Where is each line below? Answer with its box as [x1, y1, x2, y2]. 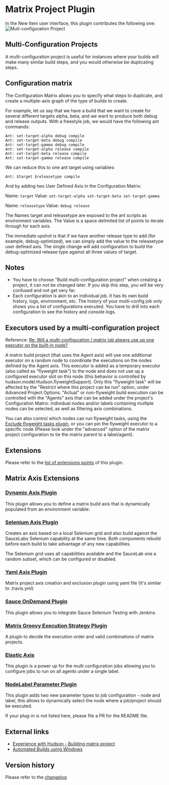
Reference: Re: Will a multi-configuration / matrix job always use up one [5, 337, 154, 343]
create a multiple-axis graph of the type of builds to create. [5, 97, 128, 104]
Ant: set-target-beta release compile [5, 151, 87, 156]
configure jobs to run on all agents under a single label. [5, 668, 120, 675]
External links [5, 727, 49, 736]
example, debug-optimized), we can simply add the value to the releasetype [5, 238, 164, 244]
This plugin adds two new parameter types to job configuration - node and [5, 692, 160, 698]
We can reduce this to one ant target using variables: [5, 164, 115, 170]
